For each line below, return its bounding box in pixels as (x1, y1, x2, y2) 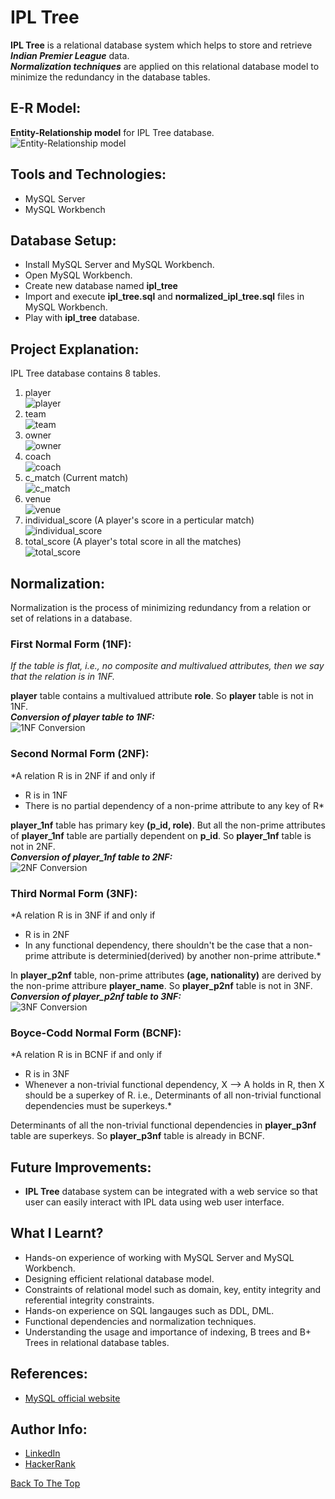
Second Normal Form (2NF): (10, 747, 150, 761)
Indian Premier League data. (10, 49, 130, 61)
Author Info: (10, 1421, 88, 1438)
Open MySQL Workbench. (24, 269, 133, 281)
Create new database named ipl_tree (24, 280, 178, 292)
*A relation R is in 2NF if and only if (10, 769, 156, 781)
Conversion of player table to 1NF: (10, 711, 155, 723)
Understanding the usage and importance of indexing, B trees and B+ (24, 1326, 312, 1338)
